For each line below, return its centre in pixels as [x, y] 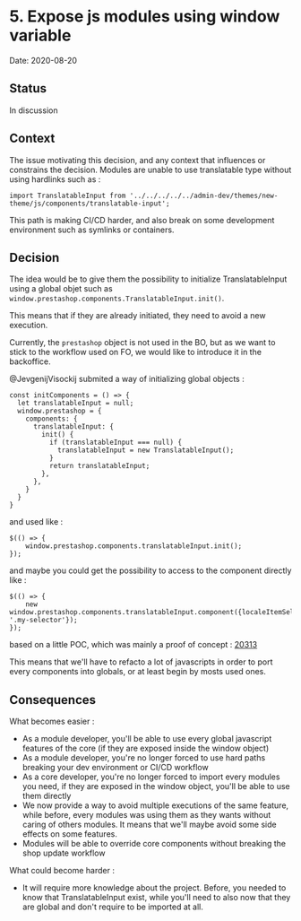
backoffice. [30, 361]
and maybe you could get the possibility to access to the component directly [150, 570]
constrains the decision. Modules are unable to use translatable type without [150, 169]
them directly [47, 796]
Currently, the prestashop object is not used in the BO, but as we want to [142, 343]
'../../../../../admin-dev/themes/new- [204, 195]
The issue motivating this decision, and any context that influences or [138, 160]
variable [40, 35]
